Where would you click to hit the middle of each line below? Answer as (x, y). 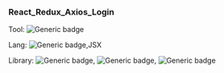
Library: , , (83, 61)
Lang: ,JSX (55, 45)
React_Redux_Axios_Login (61, 12)
